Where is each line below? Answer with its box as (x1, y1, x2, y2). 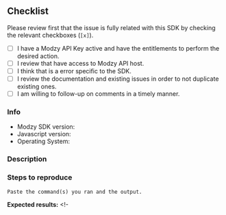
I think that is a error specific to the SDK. (16, 66, 131, 75)
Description (7, 154, 47, 164)
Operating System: (16, 137, 71, 146)
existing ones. (16, 82, 57, 91)
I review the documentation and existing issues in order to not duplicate (16, 75, 219, 83)
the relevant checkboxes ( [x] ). (7, 31, 94, 39)
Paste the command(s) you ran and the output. (7, 188, 142, 195)
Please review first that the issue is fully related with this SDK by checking (7, 23, 216, 31)
